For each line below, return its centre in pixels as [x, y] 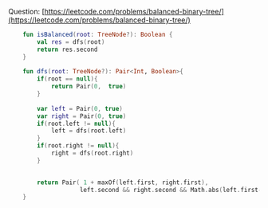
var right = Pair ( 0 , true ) [82, 116]
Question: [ [27, 12]
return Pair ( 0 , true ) [89, 87]
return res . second [67, 49]
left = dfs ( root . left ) [89, 131]
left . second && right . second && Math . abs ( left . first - [171, 190]
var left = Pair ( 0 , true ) [80, 108]
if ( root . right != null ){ [78, 146]
